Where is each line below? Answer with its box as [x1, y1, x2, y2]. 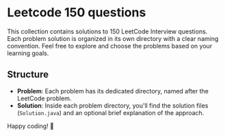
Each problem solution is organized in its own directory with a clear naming [7, 34, 219, 42]
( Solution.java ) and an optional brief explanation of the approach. [16, 108, 204, 117]
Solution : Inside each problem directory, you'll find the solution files [16, 101, 209, 110]
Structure [7, 69, 49, 80]
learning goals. [7, 49, 49, 57]
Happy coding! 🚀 [7, 121, 55, 130]
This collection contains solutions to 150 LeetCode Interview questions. [7, 27, 208, 35]
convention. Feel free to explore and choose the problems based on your [7, 42, 213, 50]
